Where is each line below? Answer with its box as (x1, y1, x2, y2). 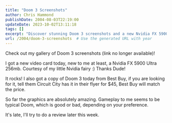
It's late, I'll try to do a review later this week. (5, 111, 100, 118)
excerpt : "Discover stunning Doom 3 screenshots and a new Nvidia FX (5, 31, 157, 36)
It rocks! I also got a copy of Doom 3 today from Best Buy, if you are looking (5, 75, 165, 81)
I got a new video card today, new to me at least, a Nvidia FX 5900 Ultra (5, 60, 157, 66)
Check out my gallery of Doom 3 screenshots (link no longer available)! (5, 50, 155, 56)
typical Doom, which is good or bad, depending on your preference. (5, 101, 148, 108)
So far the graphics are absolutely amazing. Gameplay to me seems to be (5, 96, 160, 102)
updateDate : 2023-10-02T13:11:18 (5, 22, 77, 27)
